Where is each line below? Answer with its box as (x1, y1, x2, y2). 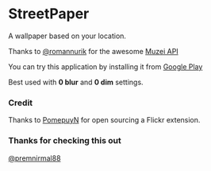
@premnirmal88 (8, 153, 61, 163)
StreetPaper (8, 5, 90, 23)
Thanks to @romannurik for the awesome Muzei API (8, 46, 178, 56)
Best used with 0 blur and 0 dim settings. (8, 77, 144, 87)
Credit (8, 97, 33, 108)
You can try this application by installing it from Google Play (8, 61, 203, 72)
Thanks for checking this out (8, 135, 121, 146)
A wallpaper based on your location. (8, 31, 127, 41)
